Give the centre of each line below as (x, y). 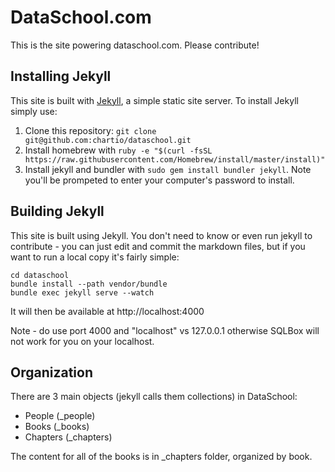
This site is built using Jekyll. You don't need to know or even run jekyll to (161, 235)
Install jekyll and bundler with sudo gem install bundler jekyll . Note (168, 169)
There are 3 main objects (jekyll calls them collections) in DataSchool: (154, 397)
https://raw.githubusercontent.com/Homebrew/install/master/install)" (175, 159)
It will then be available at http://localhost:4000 (107, 311)
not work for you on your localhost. (82, 341)
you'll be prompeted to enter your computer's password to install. (159, 180)
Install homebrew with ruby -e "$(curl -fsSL (118, 150)
